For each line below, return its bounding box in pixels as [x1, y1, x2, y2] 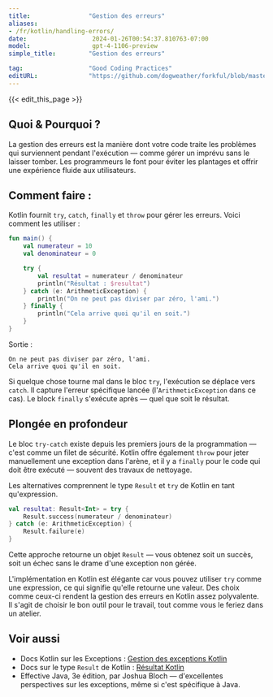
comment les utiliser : [8, 219, 80, 228]
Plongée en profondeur [8, 418, 128, 431]
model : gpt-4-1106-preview [8, 42, 158, 50]
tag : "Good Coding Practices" [8, 64, 173, 73]
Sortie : [8, 339, 32, 349]
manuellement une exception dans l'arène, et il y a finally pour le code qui [8, 456, 261, 465]
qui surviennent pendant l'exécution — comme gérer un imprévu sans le [8, 148, 250, 158]
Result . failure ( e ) [23, 527, 85, 536]
